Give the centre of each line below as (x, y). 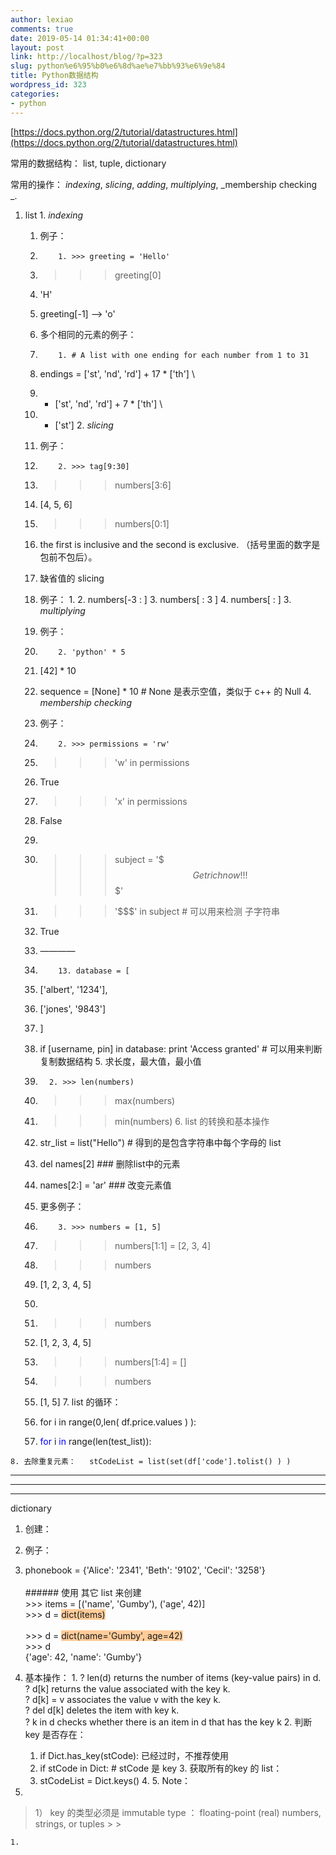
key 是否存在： (55, 1734)
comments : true (42, 29)
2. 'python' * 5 (92, 652)
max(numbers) (145, 1100)
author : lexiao (42, 19)
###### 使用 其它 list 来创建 (83, 1592)
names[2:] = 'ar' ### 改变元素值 (105, 1185)
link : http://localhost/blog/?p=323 (86, 57)
